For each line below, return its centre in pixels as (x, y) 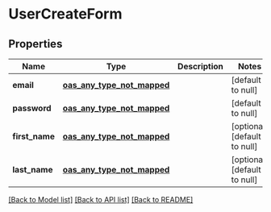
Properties (35, 44)
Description (200, 67)
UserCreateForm (65, 14)
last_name (33, 170)
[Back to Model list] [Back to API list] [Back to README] (101, 200)
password (32, 108)
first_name (33, 136)
